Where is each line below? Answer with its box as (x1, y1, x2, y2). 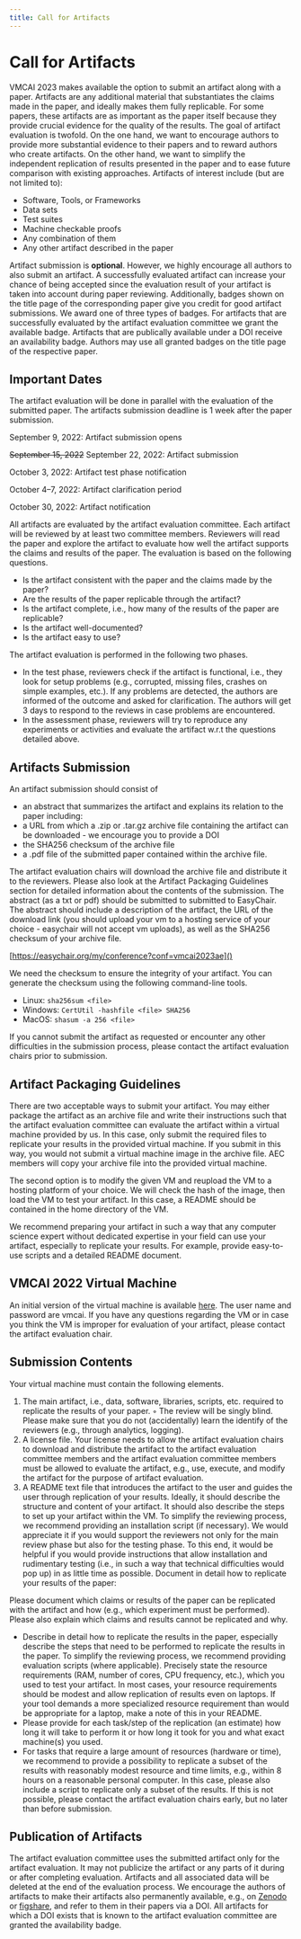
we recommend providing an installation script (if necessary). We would (22, 1520, 289, 1531)
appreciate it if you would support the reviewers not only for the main (22, 1529, 279, 1540)
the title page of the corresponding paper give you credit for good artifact (9, 298, 282, 308)
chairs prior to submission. (9, 1051, 108, 1062)
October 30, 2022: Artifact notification (9, 502, 151, 512)
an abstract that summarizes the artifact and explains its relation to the (22, 801, 284, 812)
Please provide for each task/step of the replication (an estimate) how (22, 1717, 281, 1728)
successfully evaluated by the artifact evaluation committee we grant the (9, 316, 279, 328)
